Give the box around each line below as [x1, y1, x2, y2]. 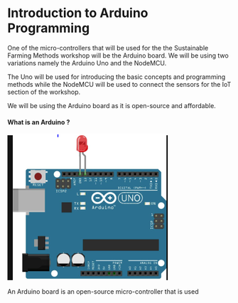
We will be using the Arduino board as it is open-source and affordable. [7, 101, 217, 110]
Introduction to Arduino [7, 5, 148, 21]
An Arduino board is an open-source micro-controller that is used [7, 287, 199, 296]
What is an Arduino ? [7, 117, 70, 126]
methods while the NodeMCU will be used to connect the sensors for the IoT [7, 80, 232, 88]
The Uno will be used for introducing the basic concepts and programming [7, 73, 226, 81]
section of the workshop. [7, 87, 81, 96]
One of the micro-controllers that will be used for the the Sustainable [7, 43, 209, 52]
